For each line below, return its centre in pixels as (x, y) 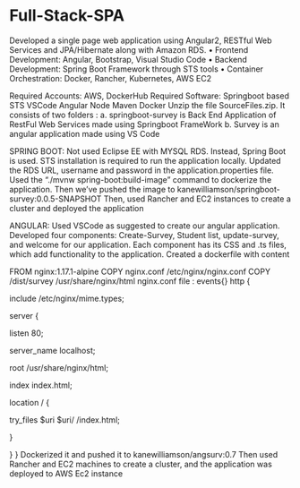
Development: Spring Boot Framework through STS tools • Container (137, 69)
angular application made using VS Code (85, 133)
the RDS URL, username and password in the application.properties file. (142, 170)
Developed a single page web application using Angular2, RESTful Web (141, 40)
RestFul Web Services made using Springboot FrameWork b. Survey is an (144, 124)
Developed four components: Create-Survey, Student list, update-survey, (144, 235)
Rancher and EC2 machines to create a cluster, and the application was (141, 464)
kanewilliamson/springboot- (228, 189)
